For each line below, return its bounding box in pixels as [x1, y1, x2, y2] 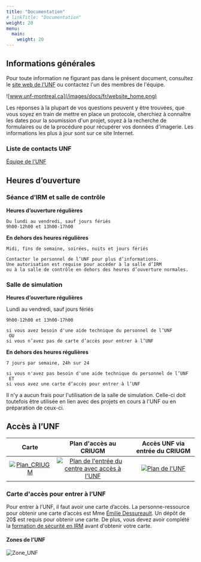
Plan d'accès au [69, 439, 117, 447]
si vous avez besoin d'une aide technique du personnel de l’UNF [6, 328, 172, 334]
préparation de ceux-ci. [6, 404, 65, 411]
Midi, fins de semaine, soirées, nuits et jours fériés [6, 246, 148, 252]
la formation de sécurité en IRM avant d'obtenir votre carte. [6, 523, 153, 530]
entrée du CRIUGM [136, 447, 191, 455]
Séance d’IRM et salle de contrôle [6, 193, 106, 201]
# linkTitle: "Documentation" [6, 14, 82, 20]
